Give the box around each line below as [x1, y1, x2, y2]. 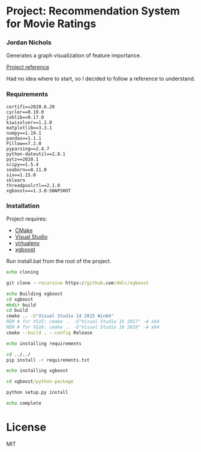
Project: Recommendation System [6, 4, 180, 18]
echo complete [6, 400, 42, 406]
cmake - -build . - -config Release [6, 330, 93, 336]
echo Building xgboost [6, 291, 63, 297]
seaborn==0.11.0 [6, 167, 47, 173]
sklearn [6, 177, 26, 183]
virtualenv [14, 240, 40, 247]
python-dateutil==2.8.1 [6, 151, 66, 157]
